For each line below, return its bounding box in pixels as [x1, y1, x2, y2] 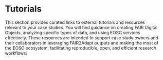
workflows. [5, 50, 28, 56]
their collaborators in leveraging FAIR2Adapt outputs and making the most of [5, 40, 159, 45]
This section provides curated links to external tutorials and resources [5, 19, 145, 25]
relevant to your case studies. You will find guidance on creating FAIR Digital [5, 24, 158, 30]
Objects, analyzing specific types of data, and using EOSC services [5, 30, 140, 35]
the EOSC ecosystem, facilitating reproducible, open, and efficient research [5, 45, 157, 51]
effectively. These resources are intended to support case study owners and [5, 35, 159, 41]
